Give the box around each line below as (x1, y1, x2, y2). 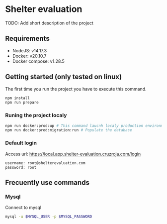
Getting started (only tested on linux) (5, 73, 122, 81)
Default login (5, 139, 37, 146)
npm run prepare (5, 100, 39, 105)
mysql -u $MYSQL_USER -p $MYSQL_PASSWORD (5, 214, 92, 220)
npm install (5, 96, 30, 101)
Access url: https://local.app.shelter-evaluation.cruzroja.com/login (5, 151, 141, 157)
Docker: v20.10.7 (12, 53, 47, 59)
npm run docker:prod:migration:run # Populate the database (5, 128, 133, 133)
